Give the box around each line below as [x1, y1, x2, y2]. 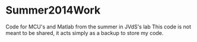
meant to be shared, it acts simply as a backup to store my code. [5, 29, 164, 36]
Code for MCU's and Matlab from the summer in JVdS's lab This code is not [5, 23, 191, 30]
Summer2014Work [5, 4, 101, 17]
